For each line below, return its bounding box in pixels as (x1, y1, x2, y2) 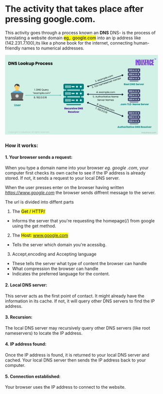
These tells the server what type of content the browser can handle (12, 261, 147, 267)
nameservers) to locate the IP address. (5, 330, 82, 336)
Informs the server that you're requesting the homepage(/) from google (12, 218, 155, 224)
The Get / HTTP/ (12, 208, 45, 214)
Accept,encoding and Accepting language (12, 251, 97, 257)
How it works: (5, 142, 38, 149)
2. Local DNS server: (5, 282, 48, 288)
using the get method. (12, 223, 57, 229)
